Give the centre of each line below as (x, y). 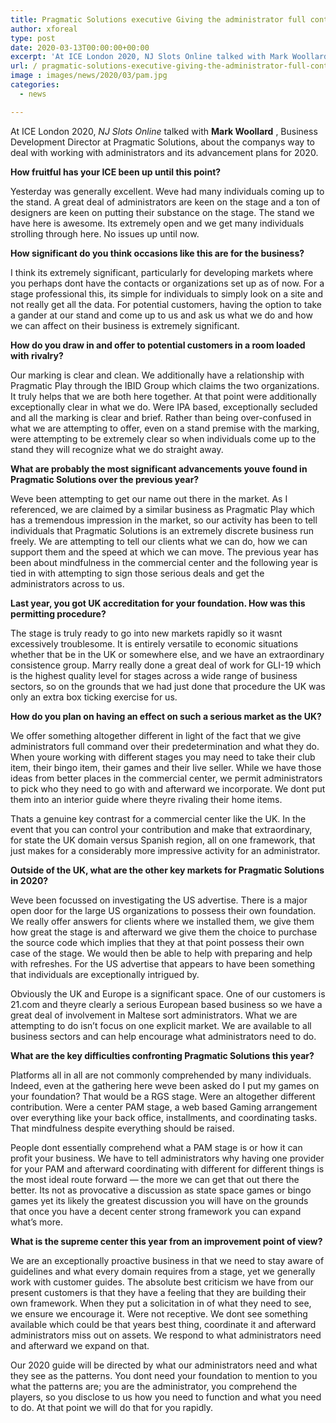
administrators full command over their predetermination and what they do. (165, 746)
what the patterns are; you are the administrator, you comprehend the (154, 1386)
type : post (33, 38)
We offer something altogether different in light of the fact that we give (156, 735)
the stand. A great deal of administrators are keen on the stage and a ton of (165, 202)
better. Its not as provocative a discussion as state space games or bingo (161, 1190)
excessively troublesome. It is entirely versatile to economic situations (154, 643)
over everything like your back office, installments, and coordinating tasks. (164, 1117)
